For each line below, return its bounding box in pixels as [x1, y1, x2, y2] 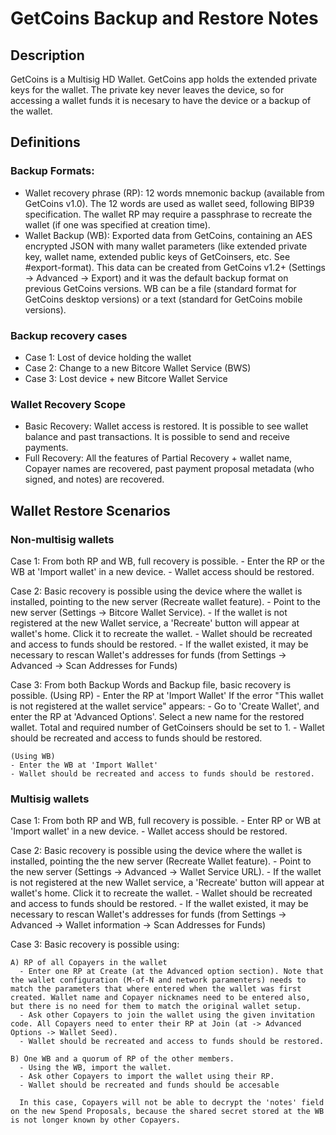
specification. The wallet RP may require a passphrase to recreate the [24, 208, 313, 220]
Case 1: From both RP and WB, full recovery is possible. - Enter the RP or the [10, 555, 325, 567]
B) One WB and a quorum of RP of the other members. [10, 1054, 235, 1064]
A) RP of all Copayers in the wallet [10, 958, 168, 968]
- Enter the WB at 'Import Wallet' [10, 760, 159, 770]
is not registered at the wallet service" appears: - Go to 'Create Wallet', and [10, 700, 320, 712]
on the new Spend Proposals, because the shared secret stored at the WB [10, 1107, 325, 1117]
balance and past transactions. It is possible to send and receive [24, 431, 290, 443]
